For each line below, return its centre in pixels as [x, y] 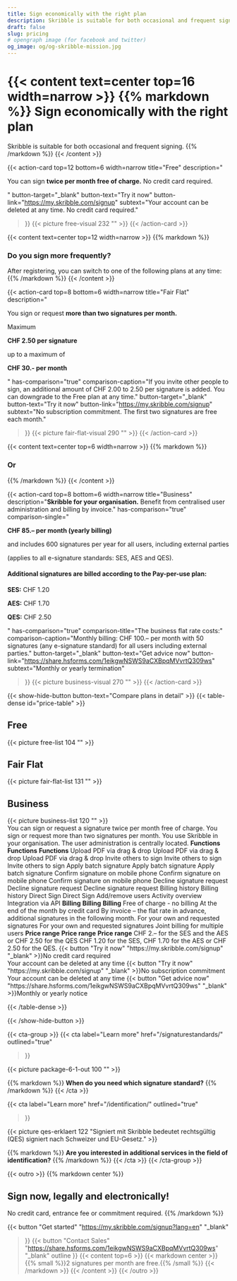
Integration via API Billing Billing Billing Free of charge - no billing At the [112, 903]
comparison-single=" [38, 516]
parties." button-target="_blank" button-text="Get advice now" [99, 653]
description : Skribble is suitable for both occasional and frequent [112, 20]
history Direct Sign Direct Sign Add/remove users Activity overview [105, 896]
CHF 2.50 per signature [42, 341]
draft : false [26, 27]
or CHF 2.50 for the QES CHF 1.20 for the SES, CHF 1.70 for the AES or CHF [117, 941]
